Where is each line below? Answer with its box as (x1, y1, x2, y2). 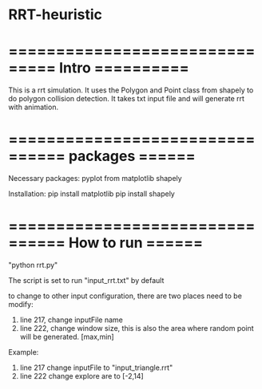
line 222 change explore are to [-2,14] (19, 371, 144, 380)
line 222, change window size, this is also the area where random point (19, 324, 254, 332)
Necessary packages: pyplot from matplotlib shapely (8, 174, 182, 183)
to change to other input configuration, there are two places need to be (8, 291, 242, 301)
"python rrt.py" (8, 261, 58, 269)
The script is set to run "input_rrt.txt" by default (8, 276, 165, 285)
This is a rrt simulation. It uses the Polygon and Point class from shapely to (8, 85, 254, 95)
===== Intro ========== (8, 59, 189, 77)
